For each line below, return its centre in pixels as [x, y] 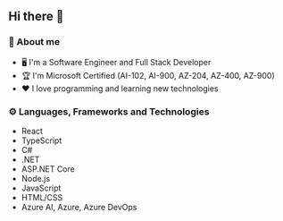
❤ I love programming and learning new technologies [120, 88]
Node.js [36, 178]
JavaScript [41, 188]
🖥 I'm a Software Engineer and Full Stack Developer [116, 62]
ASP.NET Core [48, 169]
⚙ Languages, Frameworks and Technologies [109, 111]
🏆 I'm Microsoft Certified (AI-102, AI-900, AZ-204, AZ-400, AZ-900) [148, 75]
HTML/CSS [42, 197]
